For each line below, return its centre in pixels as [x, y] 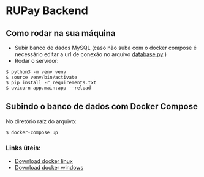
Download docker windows [49, 168]
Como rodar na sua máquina [61, 33]
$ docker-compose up [32, 132]
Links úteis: [23, 148]
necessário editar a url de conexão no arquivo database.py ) [90, 54]
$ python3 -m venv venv [36, 72]
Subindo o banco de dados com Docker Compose [102, 107]
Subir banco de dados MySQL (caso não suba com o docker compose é [106, 48]
